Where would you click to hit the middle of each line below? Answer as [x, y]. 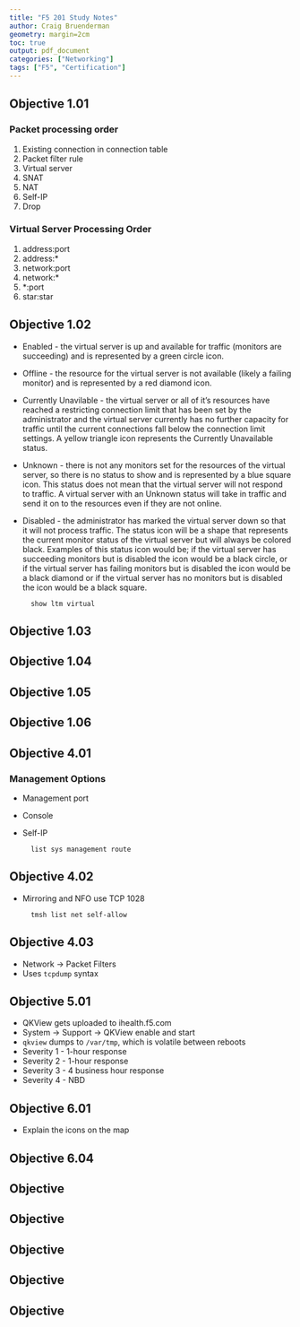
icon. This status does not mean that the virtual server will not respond [153, 484]
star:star [38, 296]
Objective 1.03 [51, 632]
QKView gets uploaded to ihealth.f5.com [97, 1023]
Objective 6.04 [51, 1158]
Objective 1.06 [51, 723]
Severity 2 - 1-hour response [75, 1061]
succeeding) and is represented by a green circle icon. [123, 356]
